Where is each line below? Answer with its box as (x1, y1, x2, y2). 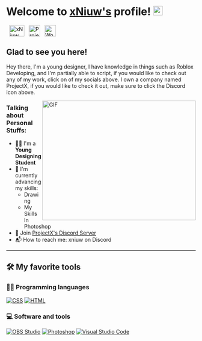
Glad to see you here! (6, 47, 88, 57)
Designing (14, 153, 41, 160)
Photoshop (23, 223, 51, 230)
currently (14, 172, 38, 179)
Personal (6, 118, 33, 127)
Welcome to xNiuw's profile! (6, 5, 151, 19)
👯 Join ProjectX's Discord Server (14, 229, 96, 236)
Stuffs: (6, 126, 27, 134)
